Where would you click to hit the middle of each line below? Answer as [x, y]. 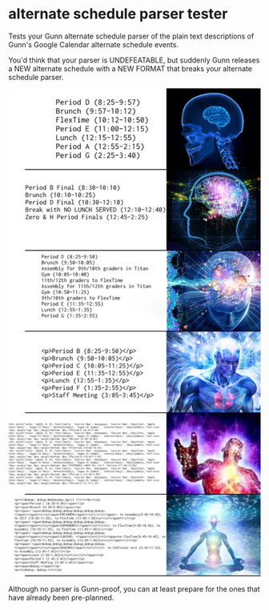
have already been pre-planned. [61, 597]
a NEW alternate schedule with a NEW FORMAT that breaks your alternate [130, 68]
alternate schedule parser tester [118, 14]
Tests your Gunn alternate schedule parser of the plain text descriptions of [131, 36]
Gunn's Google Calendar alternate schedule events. [93, 44]
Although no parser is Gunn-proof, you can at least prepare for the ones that [134, 588]
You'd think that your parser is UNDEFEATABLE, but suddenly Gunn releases [134, 60]
